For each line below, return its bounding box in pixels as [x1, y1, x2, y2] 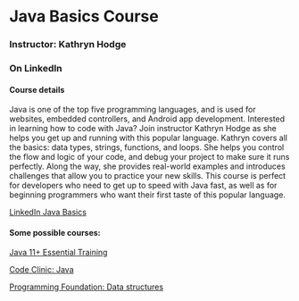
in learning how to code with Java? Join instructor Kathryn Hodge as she [9, 123, 277, 134]
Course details [9, 84, 65, 95]
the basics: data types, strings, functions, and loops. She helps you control [9, 142, 285, 153]
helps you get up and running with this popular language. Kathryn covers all [9, 132, 288, 144]
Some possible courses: [9, 227, 101, 238]
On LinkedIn [9, 63, 62, 75]
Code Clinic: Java [9, 264, 74, 275]
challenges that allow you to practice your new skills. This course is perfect [9, 171, 287, 181]
